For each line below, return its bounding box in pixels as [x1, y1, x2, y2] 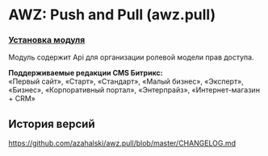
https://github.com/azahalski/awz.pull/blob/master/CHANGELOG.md [8, 138, 237, 148]
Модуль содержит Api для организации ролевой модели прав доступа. [8, 52, 254, 62]
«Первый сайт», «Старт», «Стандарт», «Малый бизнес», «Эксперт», [8, 76, 244, 86]
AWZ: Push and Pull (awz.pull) [8, 6, 216, 24]
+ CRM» [8, 94, 36, 104]
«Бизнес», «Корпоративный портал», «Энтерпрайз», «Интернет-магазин [8, 85, 261, 95]
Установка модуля [8, 35, 86, 46]
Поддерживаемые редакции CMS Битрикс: [8, 68, 163, 78]
